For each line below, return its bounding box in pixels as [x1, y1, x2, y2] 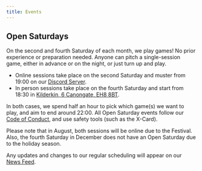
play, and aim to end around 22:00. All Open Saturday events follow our [6, 109, 184, 117]
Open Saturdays [6, 31, 69, 42]
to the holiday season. [6, 140, 62, 147]
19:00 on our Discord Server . [15, 78, 86, 85]
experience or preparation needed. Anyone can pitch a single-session [6, 54, 180, 61]
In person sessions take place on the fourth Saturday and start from [15, 85, 184, 92]
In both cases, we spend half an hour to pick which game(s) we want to [6, 103, 184, 110]
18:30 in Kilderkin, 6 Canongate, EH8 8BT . [15, 91, 120, 98]
